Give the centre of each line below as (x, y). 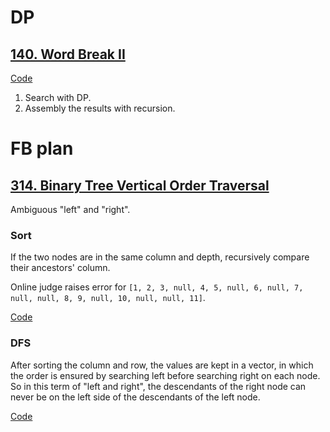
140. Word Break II (68, 54)
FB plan (42, 148)
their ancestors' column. (60, 268)
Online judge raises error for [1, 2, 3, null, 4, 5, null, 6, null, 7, (157, 287)
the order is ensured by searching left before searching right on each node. (165, 375)
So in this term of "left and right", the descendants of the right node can (158, 386)
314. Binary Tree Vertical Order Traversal (140, 185)
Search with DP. (58, 97)
